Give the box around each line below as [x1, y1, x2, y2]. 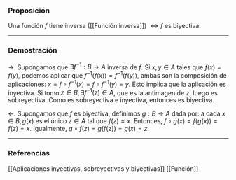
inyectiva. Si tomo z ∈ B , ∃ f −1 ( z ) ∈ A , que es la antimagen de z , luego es [8, 87, 218, 97]
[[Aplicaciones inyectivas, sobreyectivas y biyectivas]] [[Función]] [8, 164, 199, 173]
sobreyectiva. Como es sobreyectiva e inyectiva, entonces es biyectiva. [8, 96, 214, 104]
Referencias [8, 148, 50, 158]
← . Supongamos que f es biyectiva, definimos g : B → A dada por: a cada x [8, 109, 226, 118]
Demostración [8, 46, 57, 55]
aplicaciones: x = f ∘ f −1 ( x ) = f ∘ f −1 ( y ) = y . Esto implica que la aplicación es [8, 78, 226, 88]
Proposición [8, 6, 50, 15]
